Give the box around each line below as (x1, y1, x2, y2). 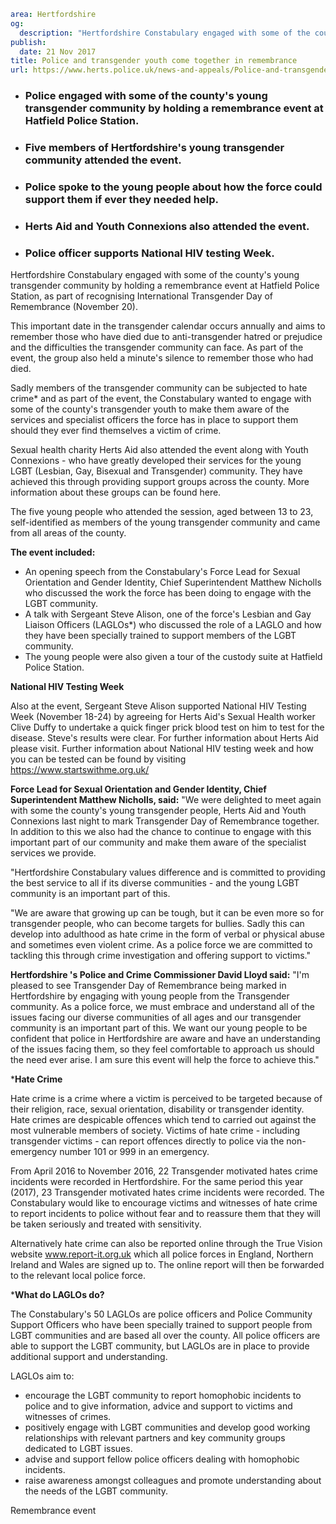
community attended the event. (24, 153, 182, 167)
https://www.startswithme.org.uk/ (10, 764, 150, 776)
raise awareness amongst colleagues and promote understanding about (24, 1475, 322, 1487)
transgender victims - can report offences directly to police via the (10, 1135, 285, 1147)
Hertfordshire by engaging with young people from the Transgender (10, 990, 290, 1002)
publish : (10, 37, 47, 47)
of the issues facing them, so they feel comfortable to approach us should (10, 1043, 315, 1055)
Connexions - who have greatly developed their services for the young (10, 455, 302, 467)
